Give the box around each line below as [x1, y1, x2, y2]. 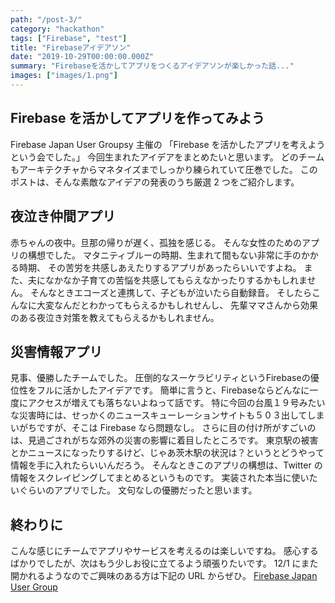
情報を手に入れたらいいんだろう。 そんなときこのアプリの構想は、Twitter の [10, 459, 323, 471]
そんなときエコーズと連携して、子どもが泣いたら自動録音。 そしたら [29, 286, 313, 298]
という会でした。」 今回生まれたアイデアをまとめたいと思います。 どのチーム [10, 151, 325, 163]
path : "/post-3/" [10, 14, 83, 25]
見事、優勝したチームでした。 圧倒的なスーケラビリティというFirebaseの [10, 372, 311, 384]
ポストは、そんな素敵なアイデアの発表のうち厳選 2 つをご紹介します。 [10, 176, 300, 188]
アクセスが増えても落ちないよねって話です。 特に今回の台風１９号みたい [27, 397, 326, 409]
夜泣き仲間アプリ [10, 208, 116, 225]
